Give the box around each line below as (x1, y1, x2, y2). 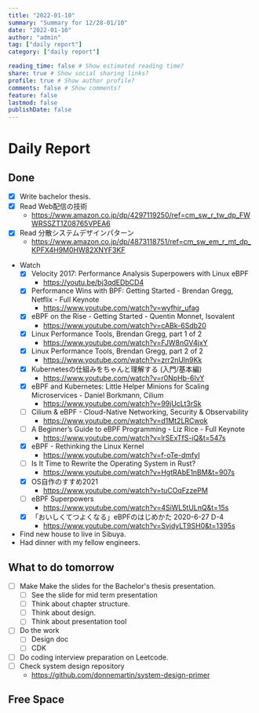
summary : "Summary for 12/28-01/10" (8, 19, 128, 27)
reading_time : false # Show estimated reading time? (8, 62, 184, 71)
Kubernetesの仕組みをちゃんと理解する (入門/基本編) (31, 364, 202, 374)
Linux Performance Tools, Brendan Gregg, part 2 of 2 (31, 346, 204, 356)
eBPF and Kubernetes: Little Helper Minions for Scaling (31, 382, 210, 391)
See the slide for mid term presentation (31, 591, 159, 600)
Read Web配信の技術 (19, 202, 88, 211)
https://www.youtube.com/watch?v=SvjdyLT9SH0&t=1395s (42, 521, 235, 531)
